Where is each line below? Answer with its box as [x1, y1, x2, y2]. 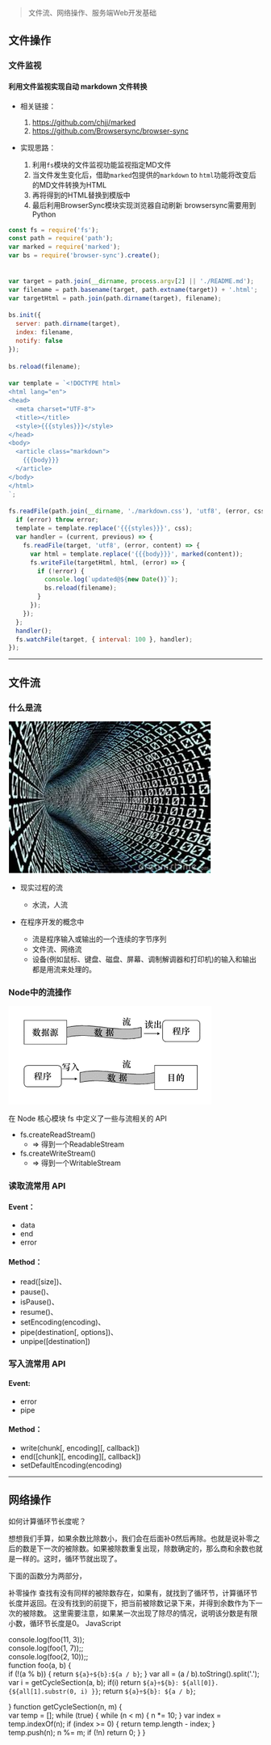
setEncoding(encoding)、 [19, 1317, 106, 1327]
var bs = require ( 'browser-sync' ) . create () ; [8, 251, 161, 260]
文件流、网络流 [31, 944, 82, 953]
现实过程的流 [19, 882, 63, 892]
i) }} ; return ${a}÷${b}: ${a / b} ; [80, 1686, 196, 1696]
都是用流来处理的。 [31, 964, 97, 974]
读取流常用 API [8, 1181, 66, 1192]
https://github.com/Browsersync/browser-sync [31, 125, 190, 136]
